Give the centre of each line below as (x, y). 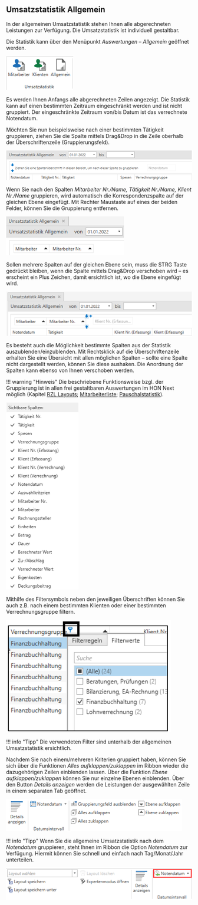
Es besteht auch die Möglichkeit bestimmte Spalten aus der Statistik (88, 345)
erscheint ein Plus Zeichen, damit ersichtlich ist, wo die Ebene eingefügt (94, 277)
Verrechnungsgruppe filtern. (41, 612)
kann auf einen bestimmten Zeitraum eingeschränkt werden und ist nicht (94, 106)
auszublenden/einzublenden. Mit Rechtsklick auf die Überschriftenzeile (93, 352)
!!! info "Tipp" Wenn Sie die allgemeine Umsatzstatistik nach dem (85, 841)
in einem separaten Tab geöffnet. (47, 791)
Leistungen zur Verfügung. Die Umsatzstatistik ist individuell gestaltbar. (93, 30)
